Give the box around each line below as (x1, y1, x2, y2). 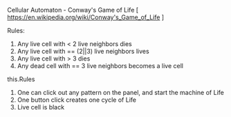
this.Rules (7, 75, 35, 83)
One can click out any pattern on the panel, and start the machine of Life (17, 89, 225, 96)
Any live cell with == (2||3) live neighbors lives (17, 47, 150, 55)
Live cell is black (17, 103, 64, 111)
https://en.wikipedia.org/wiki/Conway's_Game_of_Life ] (7, 13, 165, 21)
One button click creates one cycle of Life (17, 96, 137, 104)
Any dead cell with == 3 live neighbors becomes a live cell (17, 62, 183, 70)
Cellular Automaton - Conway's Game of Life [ (7, 6, 139, 14)
